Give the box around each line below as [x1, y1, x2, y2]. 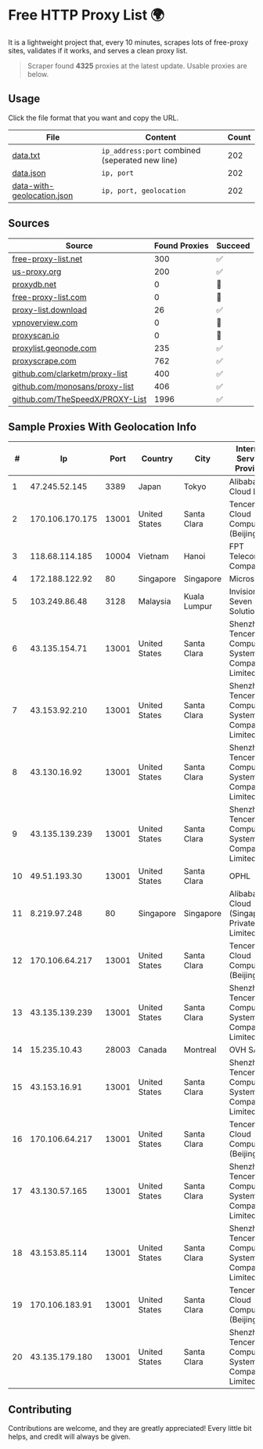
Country [141, 453, 174, 464]
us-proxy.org [12, 266, 62, 277]
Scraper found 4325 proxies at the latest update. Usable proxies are [27, 60, 248, 71]
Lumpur [183, 601, 213, 612]
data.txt [12, 150, 41, 161]
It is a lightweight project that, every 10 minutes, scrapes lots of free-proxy [8, 37, 249, 47]
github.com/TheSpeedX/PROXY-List [12, 393, 147, 404]
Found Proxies [153, 240, 209, 251]
